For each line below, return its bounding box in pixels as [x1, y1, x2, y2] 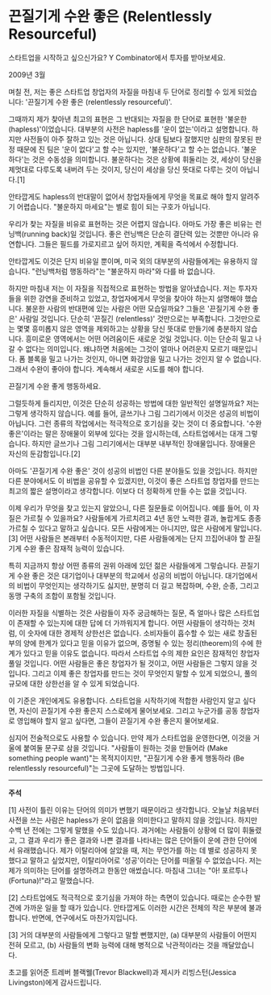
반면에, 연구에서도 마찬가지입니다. [31, 913, 138, 922]
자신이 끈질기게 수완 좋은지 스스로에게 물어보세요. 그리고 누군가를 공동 [19, 706, 239, 715]
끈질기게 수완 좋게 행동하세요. [8, 381, 102, 391]
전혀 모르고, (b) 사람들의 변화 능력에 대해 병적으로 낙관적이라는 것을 [8, 940, 220, 950]
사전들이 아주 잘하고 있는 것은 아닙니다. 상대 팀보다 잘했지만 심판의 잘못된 [23, 134, 254, 144]
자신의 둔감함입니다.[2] [8, 448, 81, 458]
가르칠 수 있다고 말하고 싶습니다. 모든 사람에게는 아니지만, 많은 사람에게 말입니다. [8, 523, 262, 533]
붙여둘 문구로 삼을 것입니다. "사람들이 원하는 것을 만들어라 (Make [23, 743, 228, 752]
